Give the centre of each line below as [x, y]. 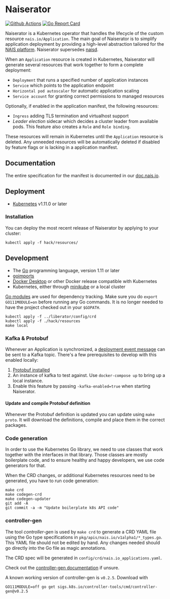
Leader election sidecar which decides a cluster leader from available [85, 121]
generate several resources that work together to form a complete [74, 65]
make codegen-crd [24, 495]
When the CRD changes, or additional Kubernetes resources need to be [80, 476]
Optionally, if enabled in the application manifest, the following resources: [82, 106]
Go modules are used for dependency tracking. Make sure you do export [81, 296]
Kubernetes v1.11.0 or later [40, 204]
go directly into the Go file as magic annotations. [56, 548]
